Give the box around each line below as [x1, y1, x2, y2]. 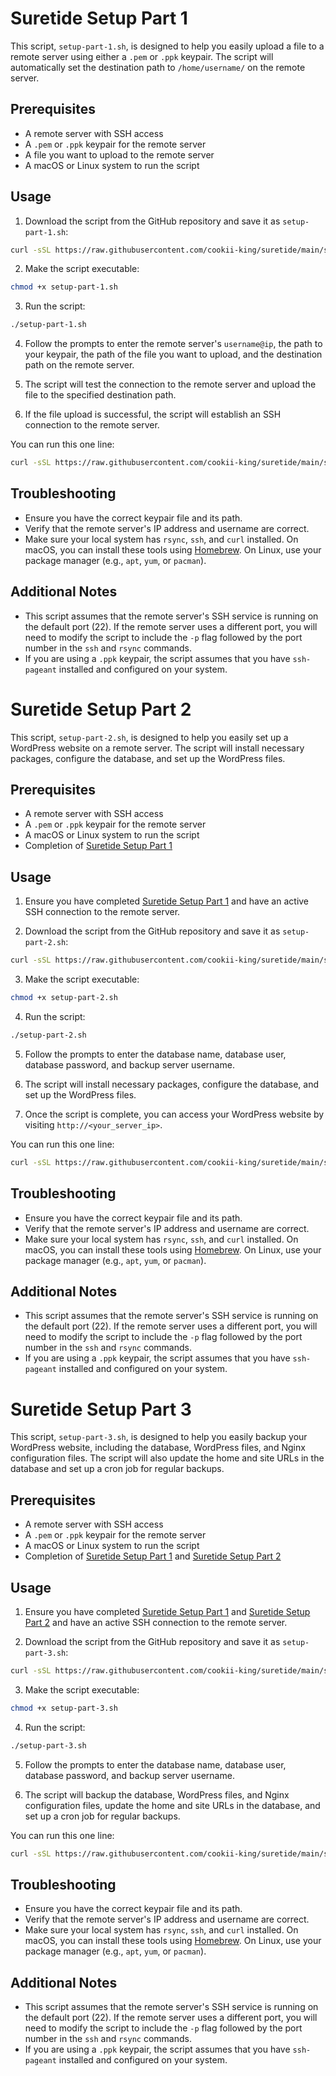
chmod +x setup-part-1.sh [10, 282, 118, 292]
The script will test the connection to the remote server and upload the [24, 378, 317, 391]
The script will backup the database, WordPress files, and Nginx [24, 1788, 290, 1801]
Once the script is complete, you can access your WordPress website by [24, 1108, 325, 1120]
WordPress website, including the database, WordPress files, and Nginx [10, 1442, 306, 1454]
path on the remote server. [24, 359, 135, 371]
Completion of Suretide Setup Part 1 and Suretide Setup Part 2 [24, 1550, 282, 1562]
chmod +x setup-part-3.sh [10, 1703, 118, 1713]
